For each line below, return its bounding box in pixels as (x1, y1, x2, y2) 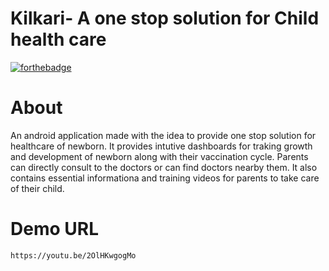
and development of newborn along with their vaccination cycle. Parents (10, 150, 309, 162)
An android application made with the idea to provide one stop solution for (10, 129, 317, 141)
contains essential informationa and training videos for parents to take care (10, 172, 320, 184)
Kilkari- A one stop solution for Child (10, 7, 320, 30)
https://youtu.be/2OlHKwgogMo (10, 250, 137, 261)
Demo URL (10, 218, 99, 241)
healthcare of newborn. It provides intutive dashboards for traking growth (10, 140, 313, 152)
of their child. (10, 182, 65, 194)
